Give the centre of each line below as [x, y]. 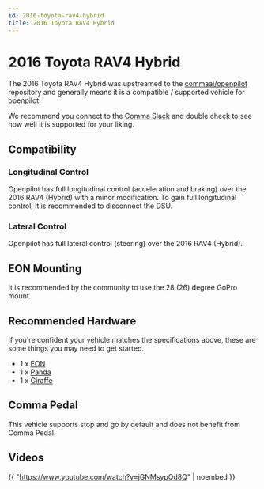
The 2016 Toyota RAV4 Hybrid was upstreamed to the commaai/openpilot [128, 84]
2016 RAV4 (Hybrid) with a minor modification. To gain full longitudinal [123, 198]
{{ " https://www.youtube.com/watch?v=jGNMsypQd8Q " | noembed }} [122, 476]
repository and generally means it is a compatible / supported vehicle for [126, 93]
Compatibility [42, 149]
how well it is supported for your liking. [71, 124]
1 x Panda [35, 372]
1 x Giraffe [36, 381]
